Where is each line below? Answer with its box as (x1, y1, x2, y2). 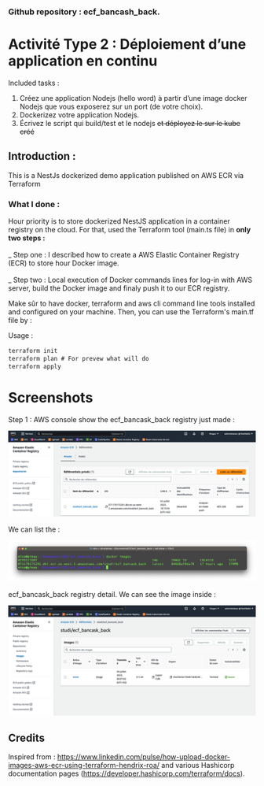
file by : (8, 315, 33, 324)
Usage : (8, 330, 34, 340)
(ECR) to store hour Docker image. (8, 258, 119, 268)
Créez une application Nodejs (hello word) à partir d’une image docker (19, 93, 247, 102)
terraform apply (8, 362, 61, 370)
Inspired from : (8, 752, 56, 762)
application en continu (8, 52, 158, 70)
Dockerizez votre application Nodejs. (19, 109, 140, 120)
